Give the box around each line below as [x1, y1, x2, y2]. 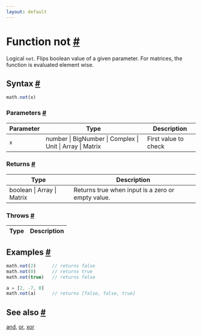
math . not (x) [6, 95, 36, 101]
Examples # [6, 247, 51, 257]
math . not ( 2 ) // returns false [6, 263, 96, 269]
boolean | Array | [9, 185, 57, 194]
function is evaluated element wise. [6, 61, 94, 68]
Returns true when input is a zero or [73, 185, 175, 194]
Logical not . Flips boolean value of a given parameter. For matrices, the [6, 55, 183, 62]
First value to [147, 134, 184, 143]
